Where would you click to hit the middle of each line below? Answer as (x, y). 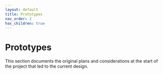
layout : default (22, 10)
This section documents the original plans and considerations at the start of (81, 61)
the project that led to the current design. (47, 66)
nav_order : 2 (18, 19)
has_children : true (25, 23)
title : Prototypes (24, 14)
